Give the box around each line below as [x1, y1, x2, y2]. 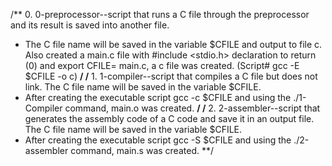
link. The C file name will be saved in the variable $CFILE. [24, 81, 262, 93]
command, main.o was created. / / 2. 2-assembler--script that [64, 102, 321, 114]
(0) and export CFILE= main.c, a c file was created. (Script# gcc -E [24, 60, 300, 71]
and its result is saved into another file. [10, 19, 170, 31]
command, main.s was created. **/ [70, 145, 215, 156]
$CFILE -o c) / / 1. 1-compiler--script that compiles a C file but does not [24, 70, 318, 82]
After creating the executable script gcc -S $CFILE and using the [24, 134, 292, 146]
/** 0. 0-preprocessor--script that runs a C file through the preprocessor [10, 9, 310, 20]
